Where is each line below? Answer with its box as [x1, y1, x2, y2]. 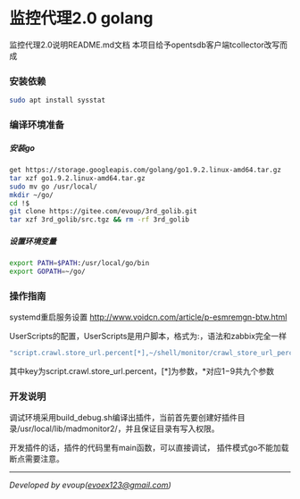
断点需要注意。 [9, 453, 64, 464]
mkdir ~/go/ [9, 190, 54, 199]
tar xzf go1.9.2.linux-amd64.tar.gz [9, 173, 146, 183]
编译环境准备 [9, 119, 65, 131]
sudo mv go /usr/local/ [9, 182, 98, 191]
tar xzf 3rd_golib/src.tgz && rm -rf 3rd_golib [9, 215, 190, 224]
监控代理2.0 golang [9, 8, 154, 29]
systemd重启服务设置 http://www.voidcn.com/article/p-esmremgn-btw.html [9, 312, 287, 322]
